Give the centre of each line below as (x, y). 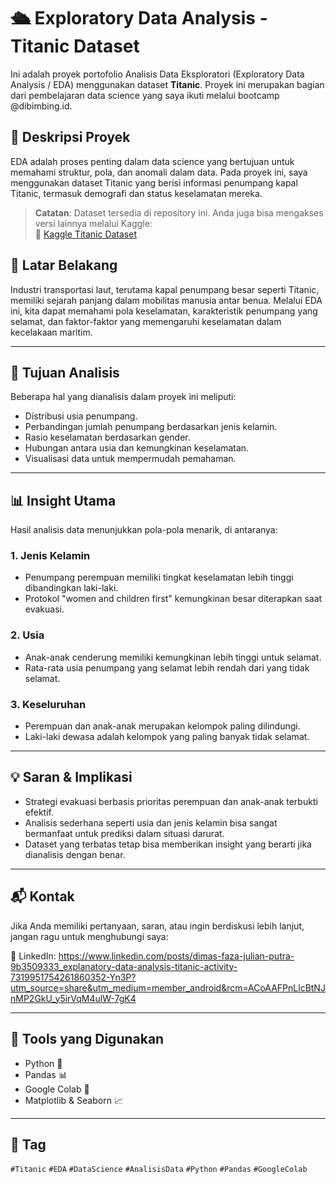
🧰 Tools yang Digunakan (87, 1039)
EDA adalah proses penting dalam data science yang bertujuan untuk (152, 161)
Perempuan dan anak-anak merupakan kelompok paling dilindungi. (162, 726)
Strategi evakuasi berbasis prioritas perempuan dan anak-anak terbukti (171, 801)
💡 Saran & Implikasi (71, 777)
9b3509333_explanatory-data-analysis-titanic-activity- (124, 966)
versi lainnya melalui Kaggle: (93, 223)
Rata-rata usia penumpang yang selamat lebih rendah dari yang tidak (167, 667)
